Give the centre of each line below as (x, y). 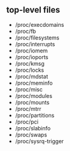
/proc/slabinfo (33, 128)
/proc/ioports (32, 57)
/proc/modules (34, 96)
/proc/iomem (31, 51)
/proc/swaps (31, 135)
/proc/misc (29, 89)
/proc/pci (26, 122)
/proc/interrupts (35, 44)
